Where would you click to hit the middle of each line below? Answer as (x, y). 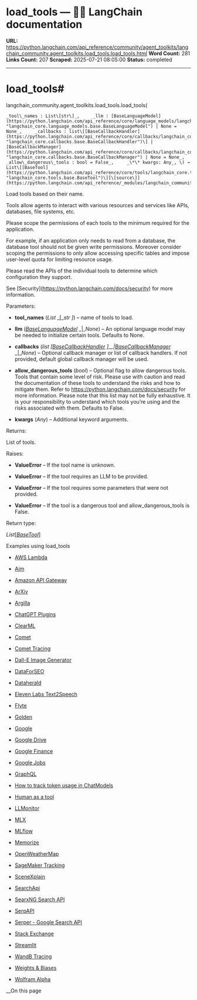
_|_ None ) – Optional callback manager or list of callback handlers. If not (101, 353)
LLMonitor (27, 808)
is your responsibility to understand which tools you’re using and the (97, 401)
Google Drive (30, 740)
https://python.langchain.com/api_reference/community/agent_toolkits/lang (97, 47)
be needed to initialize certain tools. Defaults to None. (79, 335)
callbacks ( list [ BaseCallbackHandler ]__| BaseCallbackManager (93, 346)
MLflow (24, 831)
